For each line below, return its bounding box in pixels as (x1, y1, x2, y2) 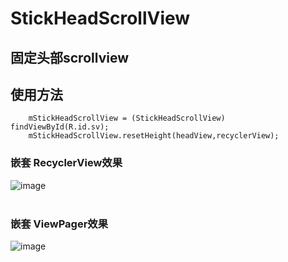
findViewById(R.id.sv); (10, 122, 110, 132)
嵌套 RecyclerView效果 (10, 156, 123, 170)
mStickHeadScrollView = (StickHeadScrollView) (28, 113, 226, 124)
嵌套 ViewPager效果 (10, 217, 109, 231)
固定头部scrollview (10, 49, 129, 66)
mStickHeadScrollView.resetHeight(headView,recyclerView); (28, 131, 280, 141)
